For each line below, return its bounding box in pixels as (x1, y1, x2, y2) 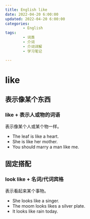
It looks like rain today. (12, 209, 58, 215)
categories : (5, 21, 30, 26)
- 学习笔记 (23, 49, 43, 54)
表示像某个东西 (5, 95, 51, 104)
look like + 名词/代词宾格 (5, 175, 64, 182)
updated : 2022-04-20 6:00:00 (5, 16, 65, 21)
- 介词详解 (23, 44, 43, 49)
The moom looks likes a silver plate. (12, 203, 86, 209)
